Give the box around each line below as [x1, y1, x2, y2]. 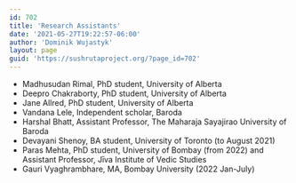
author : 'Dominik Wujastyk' [9, 37, 114, 47]
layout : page [9, 46, 58, 55]
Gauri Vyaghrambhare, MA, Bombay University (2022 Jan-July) [21, 163, 255, 174]
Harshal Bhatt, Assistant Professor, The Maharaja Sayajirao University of [21, 116, 287, 127]
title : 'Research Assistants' [9, 21, 122, 30]
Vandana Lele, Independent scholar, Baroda [21, 107, 182, 117]
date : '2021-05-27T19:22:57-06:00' [9, 29, 141, 38]
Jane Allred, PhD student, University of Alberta [21, 98, 194, 107]
